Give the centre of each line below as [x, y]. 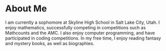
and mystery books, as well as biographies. [50, 43]
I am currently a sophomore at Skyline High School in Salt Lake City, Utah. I [82, 22]
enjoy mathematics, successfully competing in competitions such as [75, 27]
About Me [26, 9]
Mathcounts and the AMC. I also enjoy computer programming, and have [80, 33]
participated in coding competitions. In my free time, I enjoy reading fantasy [83, 38]
